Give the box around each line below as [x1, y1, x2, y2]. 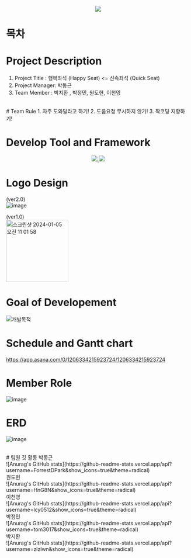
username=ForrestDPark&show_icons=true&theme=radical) [6, 466, 150, 473]
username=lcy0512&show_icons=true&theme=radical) [6, 506, 137, 513]
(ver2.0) [6, 196, 26, 203]
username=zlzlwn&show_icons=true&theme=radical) [6, 545, 134, 552]
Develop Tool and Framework [6, 136, 151, 149]
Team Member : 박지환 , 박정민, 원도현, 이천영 [14, 89, 121, 96]
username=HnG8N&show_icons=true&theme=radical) [6, 486, 136, 493]
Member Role [6, 377, 72, 390]
